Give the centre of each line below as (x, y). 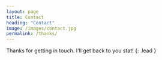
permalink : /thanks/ (32, 34)
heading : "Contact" (31, 23)
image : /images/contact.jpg (41, 28)
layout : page (22, 12)
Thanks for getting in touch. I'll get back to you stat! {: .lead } (81, 50)
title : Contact (25, 17)
